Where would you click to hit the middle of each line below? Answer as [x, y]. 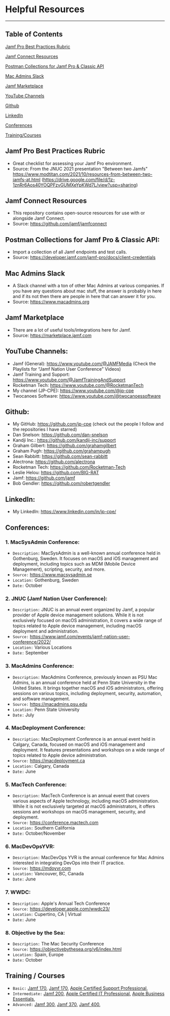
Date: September [31, 653]
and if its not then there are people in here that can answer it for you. [84, 296]
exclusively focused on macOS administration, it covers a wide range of [87, 620]
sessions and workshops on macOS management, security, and [79, 812]
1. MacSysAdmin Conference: [42, 542]
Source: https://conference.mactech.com [55, 823]
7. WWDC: [18, 892]
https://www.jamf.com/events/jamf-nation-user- [80, 637]
